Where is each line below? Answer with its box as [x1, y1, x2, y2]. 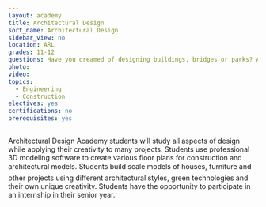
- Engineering [15, 85, 62, 93]
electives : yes [8, 100, 59, 107]
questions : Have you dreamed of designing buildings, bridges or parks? [8, 56, 253, 64]
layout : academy [8, 11, 62, 20]
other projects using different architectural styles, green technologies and [8, 173, 249, 183]
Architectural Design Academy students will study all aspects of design [8, 136, 240, 145]
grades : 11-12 [8, 48, 55, 56]
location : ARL [8, 41, 55, 49]
